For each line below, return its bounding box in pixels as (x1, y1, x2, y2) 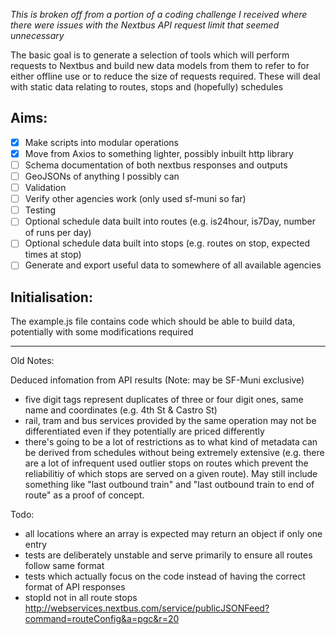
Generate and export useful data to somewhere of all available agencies (24, 259, 322, 271)
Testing (24, 204, 57, 216)
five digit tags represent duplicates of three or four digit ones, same (24, 394, 304, 406)
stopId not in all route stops (24, 592, 138, 604)
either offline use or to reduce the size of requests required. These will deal (10, 70, 321, 82)
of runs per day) (24, 227, 92, 239)
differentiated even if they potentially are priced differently (24, 425, 265, 438)
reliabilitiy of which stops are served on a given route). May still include (24, 468, 318, 480)
